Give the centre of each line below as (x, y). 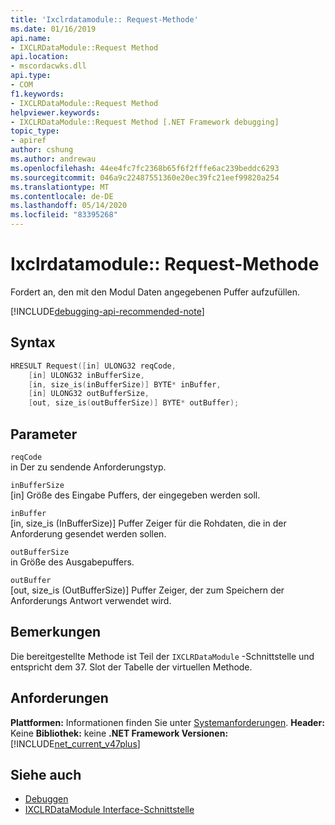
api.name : (31, 38)
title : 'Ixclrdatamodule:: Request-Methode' (104, 19)
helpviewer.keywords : (55, 112)
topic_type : (35, 131)
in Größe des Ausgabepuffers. (72, 562)
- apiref (28, 141)
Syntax (33, 342)
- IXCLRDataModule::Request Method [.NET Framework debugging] (145, 122)
